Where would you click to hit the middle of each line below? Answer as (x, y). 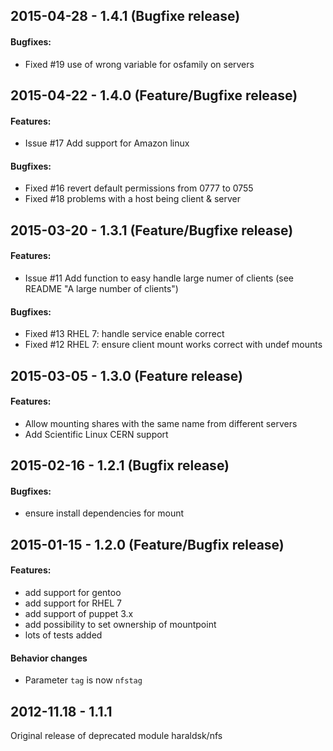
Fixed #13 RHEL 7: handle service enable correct (124, 334)
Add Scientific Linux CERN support (96, 434)
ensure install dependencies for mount (104, 513)
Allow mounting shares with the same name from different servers (161, 423)
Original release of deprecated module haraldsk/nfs (116, 735)
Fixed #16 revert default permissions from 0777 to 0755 (139, 188)
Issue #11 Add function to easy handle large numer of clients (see (159, 278)
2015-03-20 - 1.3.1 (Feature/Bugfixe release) (152, 230)
